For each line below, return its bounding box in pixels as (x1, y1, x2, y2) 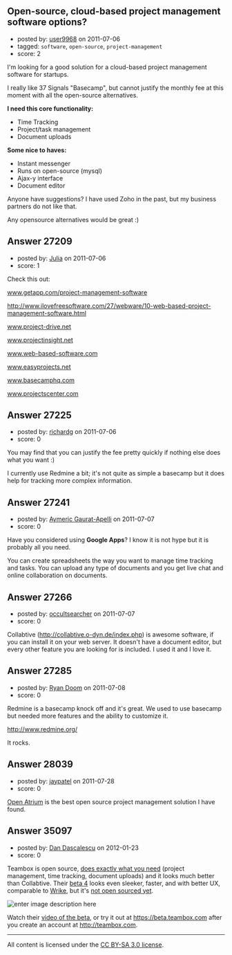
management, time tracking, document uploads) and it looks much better (7, 871, 215, 880)
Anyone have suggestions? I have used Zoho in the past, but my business (7, 194, 216, 203)
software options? (7, 17, 88, 28)
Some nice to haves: (7, 145, 67, 154)
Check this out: (7, 275, 50, 283)
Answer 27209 (7, 235, 72, 248)
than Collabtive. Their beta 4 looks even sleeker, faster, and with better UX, (7, 879, 221, 887)
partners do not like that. (7, 202, 77, 210)
